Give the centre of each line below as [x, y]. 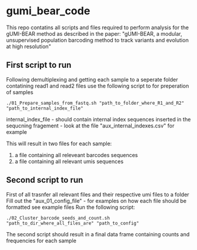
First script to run [39, 65]
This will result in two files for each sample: [59, 143]
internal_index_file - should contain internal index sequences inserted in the [99, 119]
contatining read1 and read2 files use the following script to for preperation [98, 86]
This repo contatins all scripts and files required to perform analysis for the [97, 27]
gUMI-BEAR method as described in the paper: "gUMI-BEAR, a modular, [94, 33]
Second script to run [45, 180]
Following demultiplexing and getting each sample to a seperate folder [92, 79]
